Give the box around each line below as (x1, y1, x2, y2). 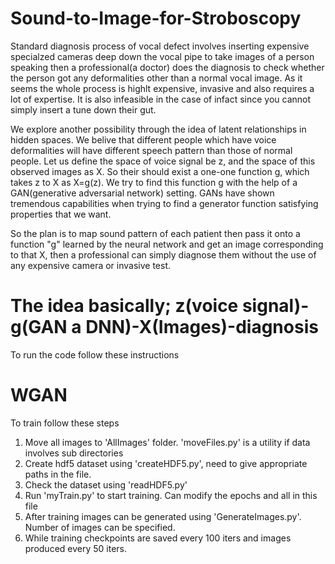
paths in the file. (24, 468, 92, 480)
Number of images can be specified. (24, 521, 176, 533)
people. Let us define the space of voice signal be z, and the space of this (10, 155, 316, 167)
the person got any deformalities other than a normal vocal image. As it (10, 72, 303, 84)
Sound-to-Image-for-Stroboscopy (10, 7, 302, 30)
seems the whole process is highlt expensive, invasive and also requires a (10, 82, 315, 94)
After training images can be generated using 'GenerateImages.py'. (24, 510, 302, 522)
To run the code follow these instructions (10, 348, 180, 361)
